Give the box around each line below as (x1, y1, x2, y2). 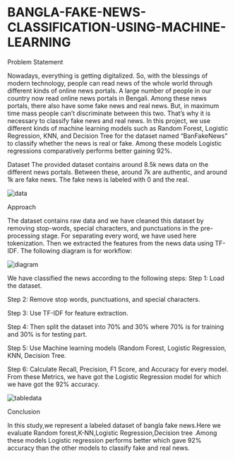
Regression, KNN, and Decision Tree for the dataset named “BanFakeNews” (7, 132, 228, 140)
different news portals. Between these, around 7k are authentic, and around (7, 168, 227, 176)
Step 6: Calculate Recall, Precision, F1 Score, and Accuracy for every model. (7, 365, 229, 373)
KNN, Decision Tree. (7, 351, 67, 359)
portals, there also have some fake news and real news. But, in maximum (7, 101, 219, 110)
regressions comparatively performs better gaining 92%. (7, 146, 173, 155)
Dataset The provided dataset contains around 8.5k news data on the (7, 160, 209, 168)
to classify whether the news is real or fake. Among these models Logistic (7, 139, 222, 147)
